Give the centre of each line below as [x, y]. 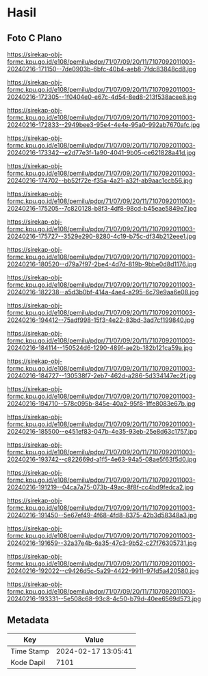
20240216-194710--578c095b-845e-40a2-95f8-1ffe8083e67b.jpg [101, 404]
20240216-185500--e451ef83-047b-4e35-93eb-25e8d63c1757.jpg [102, 431]
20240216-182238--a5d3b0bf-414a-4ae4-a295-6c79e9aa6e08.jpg [103, 292]
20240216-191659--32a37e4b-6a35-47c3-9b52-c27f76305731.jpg [102, 543]
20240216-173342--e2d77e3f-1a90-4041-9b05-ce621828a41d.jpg [102, 153]
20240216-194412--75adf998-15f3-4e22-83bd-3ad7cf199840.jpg [101, 320]
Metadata [28, 620]
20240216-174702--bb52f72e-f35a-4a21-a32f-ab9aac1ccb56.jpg [100, 180]
